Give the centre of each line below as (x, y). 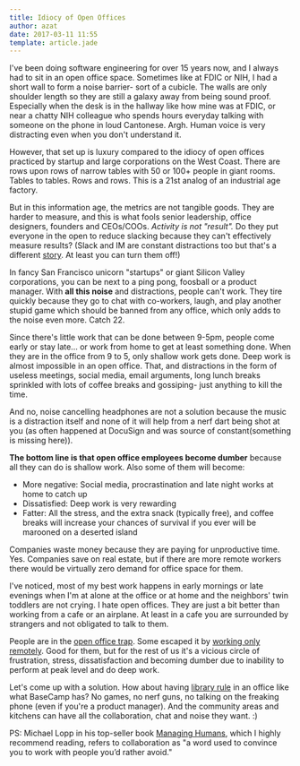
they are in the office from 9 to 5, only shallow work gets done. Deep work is (150, 357)
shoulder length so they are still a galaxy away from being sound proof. (140, 97)
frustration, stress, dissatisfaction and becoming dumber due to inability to (147, 660)
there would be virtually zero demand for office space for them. (126, 569)
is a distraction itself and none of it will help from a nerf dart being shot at (145, 421)
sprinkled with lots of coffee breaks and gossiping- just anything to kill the (146, 385)
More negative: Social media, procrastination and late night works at (148, 485)
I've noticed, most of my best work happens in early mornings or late (137, 586)
